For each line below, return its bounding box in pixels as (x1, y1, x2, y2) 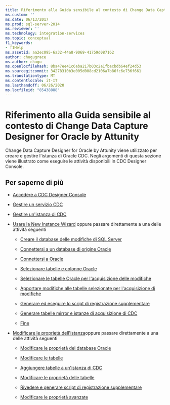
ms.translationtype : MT (5, 73, 56, 78)
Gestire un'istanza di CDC (12, 211, 67, 218)
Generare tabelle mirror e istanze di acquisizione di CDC (20, 310, 138, 316)
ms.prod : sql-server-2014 (5, 21, 60, 27)
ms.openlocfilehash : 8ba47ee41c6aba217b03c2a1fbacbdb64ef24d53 (5, 64, 142, 69)
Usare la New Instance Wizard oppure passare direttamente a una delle (12, 221, 161, 227)
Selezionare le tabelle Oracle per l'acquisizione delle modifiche (20, 275, 152, 281)
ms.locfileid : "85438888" (5, 87, 60, 93)
